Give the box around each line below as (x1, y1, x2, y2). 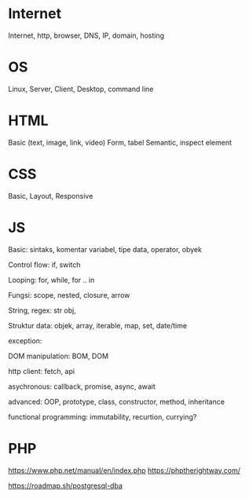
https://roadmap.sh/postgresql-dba (8, 481, 123, 490)
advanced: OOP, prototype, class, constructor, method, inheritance (8, 397, 225, 406)
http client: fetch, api (8, 366, 75, 375)
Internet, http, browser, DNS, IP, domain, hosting (8, 31, 165, 40)
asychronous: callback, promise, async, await (8, 382, 156, 391)
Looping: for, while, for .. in (8, 275, 95, 284)
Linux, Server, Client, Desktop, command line (8, 84, 154, 93)
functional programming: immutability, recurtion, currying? (8, 412, 197, 421)
